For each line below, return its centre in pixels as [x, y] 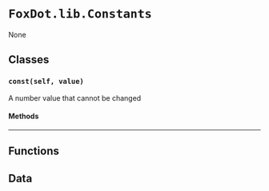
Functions [34, 151]
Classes [29, 60]
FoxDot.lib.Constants [80, 14]
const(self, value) [46, 82]
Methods [24, 116]
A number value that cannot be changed [75, 97]
